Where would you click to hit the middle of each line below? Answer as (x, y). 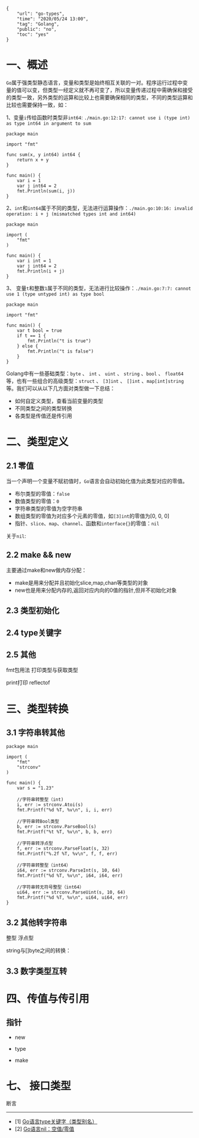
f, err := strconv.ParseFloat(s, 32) (63, 849)
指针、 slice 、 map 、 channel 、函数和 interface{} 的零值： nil (87, 523)
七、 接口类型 (38, 1086)
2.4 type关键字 (34, 633)
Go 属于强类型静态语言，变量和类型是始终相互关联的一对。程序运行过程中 (94, 83)
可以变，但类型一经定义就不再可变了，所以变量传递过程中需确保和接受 (107, 90)
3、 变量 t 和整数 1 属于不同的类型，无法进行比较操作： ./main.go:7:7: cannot (99, 288)
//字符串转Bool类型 (38, 822)
